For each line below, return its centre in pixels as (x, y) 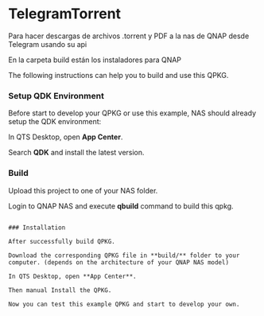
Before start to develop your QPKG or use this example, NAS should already (132, 113)
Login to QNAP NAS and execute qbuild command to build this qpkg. (121, 206)
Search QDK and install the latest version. (76, 153)
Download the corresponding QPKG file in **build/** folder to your (124, 256)
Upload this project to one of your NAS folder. (83, 190)
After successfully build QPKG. (62, 241)
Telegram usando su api (48, 44)
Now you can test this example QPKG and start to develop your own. (124, 304)
